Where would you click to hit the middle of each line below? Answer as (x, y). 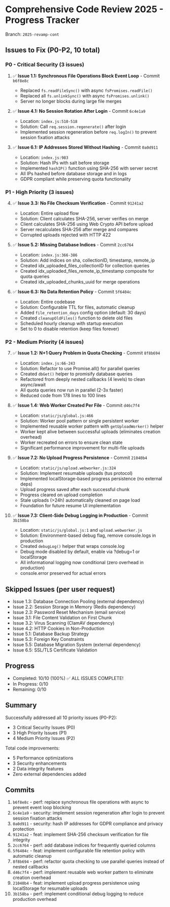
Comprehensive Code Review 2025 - (84, 9)
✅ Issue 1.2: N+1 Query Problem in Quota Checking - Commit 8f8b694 (86, 353)
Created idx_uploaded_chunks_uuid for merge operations (80, 282)
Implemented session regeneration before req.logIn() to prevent (88, 132)
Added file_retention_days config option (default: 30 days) (83, 312)
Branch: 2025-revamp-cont (32, 34)
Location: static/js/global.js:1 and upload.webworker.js (81, 530)
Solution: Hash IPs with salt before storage (65, 163)
